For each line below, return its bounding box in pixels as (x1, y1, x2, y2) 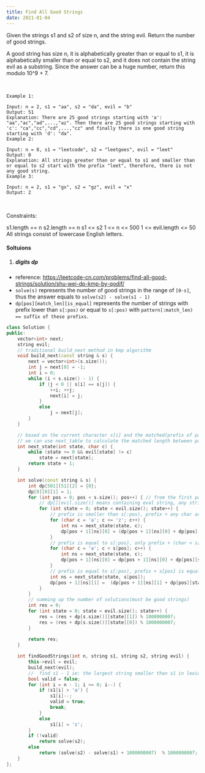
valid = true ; (49, 698, 86, 705)
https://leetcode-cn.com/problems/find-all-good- (42, 273, 167, 281)
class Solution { (6, 325, 51, 331)
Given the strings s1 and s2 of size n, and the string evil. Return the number (6, 31, 195, 39)
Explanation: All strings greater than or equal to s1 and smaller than (6, 157, 195, 163)
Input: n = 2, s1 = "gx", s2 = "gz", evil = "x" (6, 184, 132, 190)
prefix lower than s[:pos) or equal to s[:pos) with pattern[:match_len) (15, 306, 193, 314)
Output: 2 (6, 189, 32, 196)
